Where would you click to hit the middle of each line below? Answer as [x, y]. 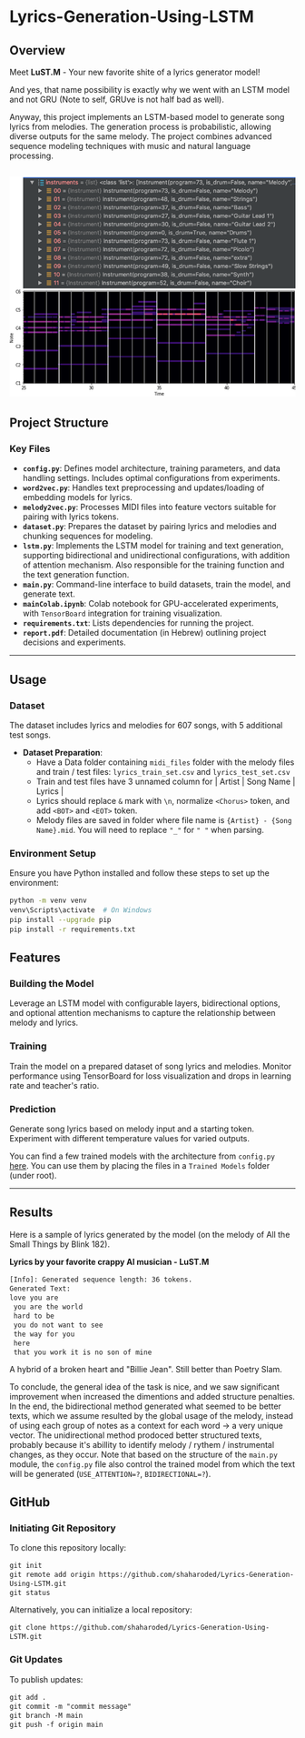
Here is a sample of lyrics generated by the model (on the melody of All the [150, 1234]
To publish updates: [46, 1679]
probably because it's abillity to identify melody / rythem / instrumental [142, 1444]
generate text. [49, 594]
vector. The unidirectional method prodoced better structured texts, [136, 1435]
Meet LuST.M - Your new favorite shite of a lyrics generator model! [135, 72]
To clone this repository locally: [68, 1548]
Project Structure [59, 422]
